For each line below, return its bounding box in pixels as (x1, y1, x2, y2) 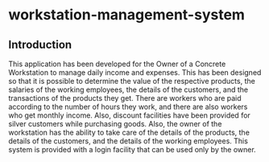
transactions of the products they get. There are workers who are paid (8, 93, 242, 102)
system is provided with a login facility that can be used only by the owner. (8, 145, 256, 154)
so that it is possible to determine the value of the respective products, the (8, 77, 255, 85)
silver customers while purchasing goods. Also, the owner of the (8, 119, 222, 128)
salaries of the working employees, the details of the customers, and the (8, 85, 249, 94)
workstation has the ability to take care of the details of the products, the (8, 127, 250, 137)
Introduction (8, 38, 72, 52)
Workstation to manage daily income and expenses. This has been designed (8, 68, 262, 77)
